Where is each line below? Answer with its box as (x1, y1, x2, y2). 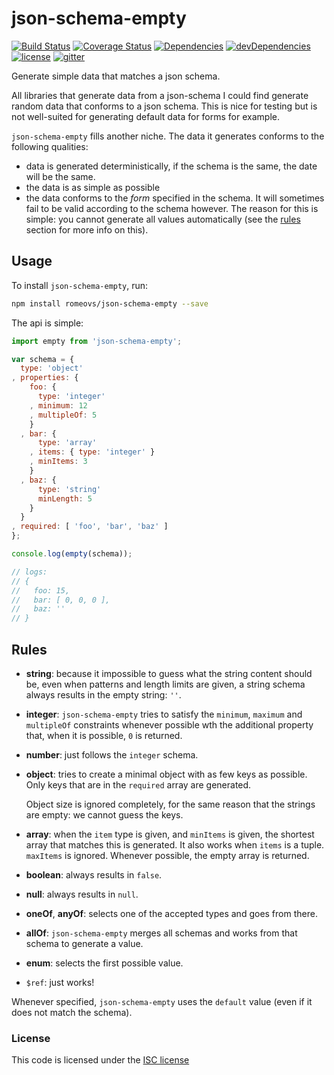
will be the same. (25, 170, 96, 182)
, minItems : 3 (29, 457, 88, 467)
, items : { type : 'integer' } (29, 447, 156, 457)
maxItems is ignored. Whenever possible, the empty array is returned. (25, 849, 310, 861)
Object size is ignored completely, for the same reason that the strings (25, 798, 316, 810)
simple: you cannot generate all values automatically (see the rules (25, 213, 301, 225)
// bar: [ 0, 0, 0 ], (11, 595, 111, 605)
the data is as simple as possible (25, 181, 161, 193)
